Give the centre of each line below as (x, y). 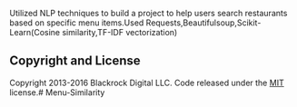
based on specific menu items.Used (77, 23)
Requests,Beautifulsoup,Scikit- (203, 23)
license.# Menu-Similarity (57, 92)
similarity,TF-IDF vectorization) (120, 32)
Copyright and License (75, 61)
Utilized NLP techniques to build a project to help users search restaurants (148, 13)
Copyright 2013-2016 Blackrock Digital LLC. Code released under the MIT (147, 83)
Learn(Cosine (35, 32)
